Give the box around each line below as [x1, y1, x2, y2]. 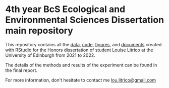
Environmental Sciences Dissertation [5, 14, 164, 26]
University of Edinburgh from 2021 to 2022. [5, 52, 96, 58]
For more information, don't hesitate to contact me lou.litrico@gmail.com [5, 77, 156, 83]
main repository [5, 25, 73, 36]
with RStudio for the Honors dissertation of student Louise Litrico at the [5, 47, 153, 53]
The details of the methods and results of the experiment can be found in [5, 62, 157, 68]
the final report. [5, 67, 38, 73]
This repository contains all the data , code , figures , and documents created [5, 41, 162, 47]
